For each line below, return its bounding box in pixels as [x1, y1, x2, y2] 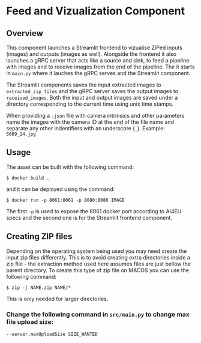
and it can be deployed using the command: [6, 185, 115, 193]
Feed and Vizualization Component [6, 4, 185, 18]
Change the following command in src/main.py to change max [6, 310, 190, 318]
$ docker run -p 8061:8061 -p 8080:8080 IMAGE [6, 197, 125, 203]
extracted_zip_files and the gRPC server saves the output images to [6, 88, 179, 94]
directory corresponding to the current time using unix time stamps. [6, 100, 174, 108]
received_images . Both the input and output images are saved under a [6, 94, 178, 101]
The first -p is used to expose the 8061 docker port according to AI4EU [6, 207, 182, 214]
